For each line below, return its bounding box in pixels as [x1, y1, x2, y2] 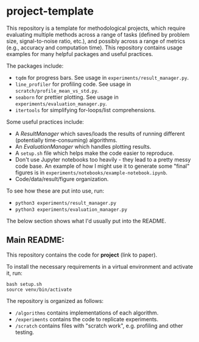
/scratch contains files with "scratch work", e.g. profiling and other [15, 322, 184, 329]
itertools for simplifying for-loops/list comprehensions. [15, 106, 156, 113]
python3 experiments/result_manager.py [15, 200, 117, 206]
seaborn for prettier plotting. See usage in [15, 93, 119, 101]
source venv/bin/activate [6, 287, 72, 293]
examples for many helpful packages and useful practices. [6, 50, 153, 57]
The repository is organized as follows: [6, 297, 104, 304]
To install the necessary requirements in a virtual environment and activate [6, 263, 194, 270]
